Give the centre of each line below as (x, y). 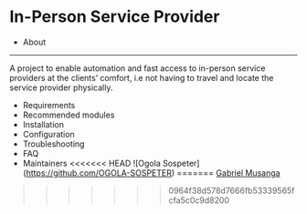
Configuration (48, 134)
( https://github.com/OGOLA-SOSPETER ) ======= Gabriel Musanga (151, 173)
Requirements (49, 105)
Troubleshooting (53, 144)
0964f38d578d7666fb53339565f (232, 190)
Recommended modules (69, 115)
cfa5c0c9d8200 (199, 200)
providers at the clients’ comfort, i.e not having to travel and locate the (142, 77)
